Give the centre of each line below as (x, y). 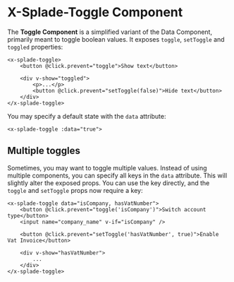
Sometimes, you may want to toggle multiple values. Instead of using (107, 168)
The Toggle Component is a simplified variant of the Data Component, (110, 32)
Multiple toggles (44, 151)
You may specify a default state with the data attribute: (87, 116)
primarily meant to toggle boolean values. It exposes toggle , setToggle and (116, 39)
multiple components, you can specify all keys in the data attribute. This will (117, 175)
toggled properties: (35, 47)
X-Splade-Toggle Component (95, 12)
